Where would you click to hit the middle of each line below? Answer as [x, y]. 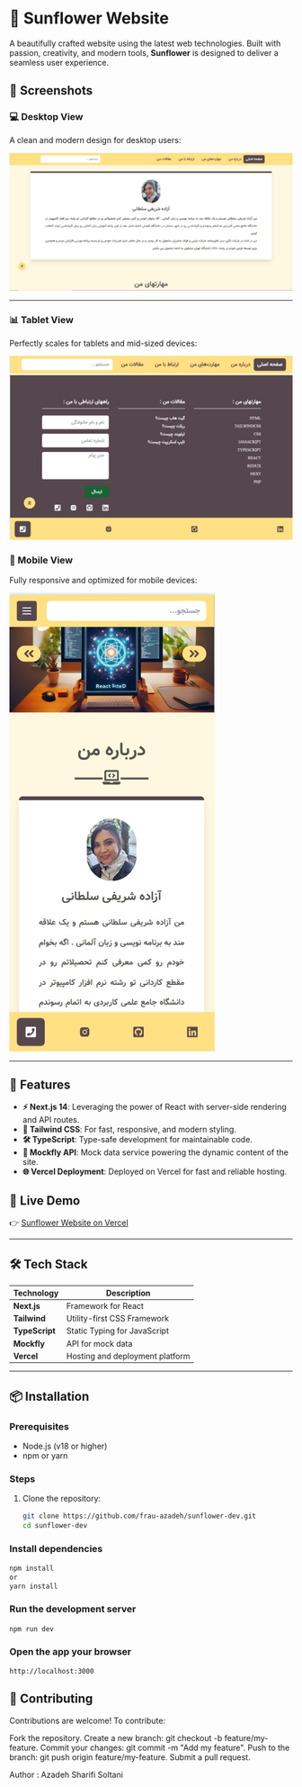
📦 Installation [49, 1396]
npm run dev [31, 1629]
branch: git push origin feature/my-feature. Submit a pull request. [130, 1757]
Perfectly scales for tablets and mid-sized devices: [103, 343]
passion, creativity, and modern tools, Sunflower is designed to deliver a [144, 52]
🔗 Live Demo [45, 1200]
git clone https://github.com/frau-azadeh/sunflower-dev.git [139, 1516]
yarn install [34, 1587]
